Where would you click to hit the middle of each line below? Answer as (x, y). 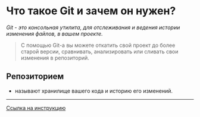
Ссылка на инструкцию (36, 107)
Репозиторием (35, 76)
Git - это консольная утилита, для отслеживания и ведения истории (93, 27)
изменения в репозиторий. (55, 58)
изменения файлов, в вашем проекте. (54, 33)
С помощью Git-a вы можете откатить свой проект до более (98, 45)
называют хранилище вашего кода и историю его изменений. (94, 91)
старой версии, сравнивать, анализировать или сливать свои (99, 51)
